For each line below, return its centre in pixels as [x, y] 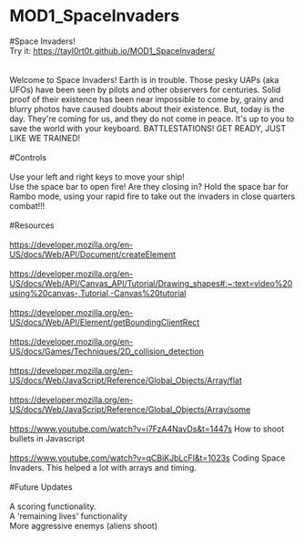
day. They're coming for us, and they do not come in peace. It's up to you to [152, 119]
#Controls [28, 157]
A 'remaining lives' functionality [68, 515]
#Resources [32, 225]
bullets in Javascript [47, 438]
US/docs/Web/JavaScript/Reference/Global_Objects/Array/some [130, 409]
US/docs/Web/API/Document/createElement [92, 254]
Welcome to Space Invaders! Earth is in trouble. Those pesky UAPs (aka [144, 79]
